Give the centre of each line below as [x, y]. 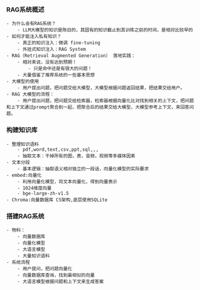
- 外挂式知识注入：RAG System [52, 50]
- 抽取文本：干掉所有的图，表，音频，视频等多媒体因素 [76, 156]
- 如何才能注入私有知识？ [34, 37]
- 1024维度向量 [35, 188]
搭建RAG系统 [25, 216]
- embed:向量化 [24, 175]
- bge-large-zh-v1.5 [43, 193]
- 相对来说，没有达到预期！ [47, 62]
